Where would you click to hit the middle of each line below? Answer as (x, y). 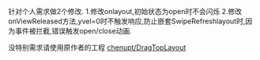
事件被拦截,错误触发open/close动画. (73, 31)
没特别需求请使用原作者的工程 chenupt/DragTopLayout (97, 48)
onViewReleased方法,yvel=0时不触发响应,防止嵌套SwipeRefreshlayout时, (127, 21)
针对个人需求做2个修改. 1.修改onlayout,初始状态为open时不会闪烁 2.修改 (125, 11)
